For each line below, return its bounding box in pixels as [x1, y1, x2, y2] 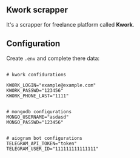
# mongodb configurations [6, 108, 72, 114]
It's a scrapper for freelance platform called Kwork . [6, 21, 135, 28]
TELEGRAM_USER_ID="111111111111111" [6, 145, 99, 152]
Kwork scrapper [6, 5, 68, 15]
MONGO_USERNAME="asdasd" [6, 114, 69, 120]
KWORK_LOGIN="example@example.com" [6, 82, 96, 88]
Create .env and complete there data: [6, 54, 100, 62]
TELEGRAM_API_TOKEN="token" [6, 140, 78, 146]
